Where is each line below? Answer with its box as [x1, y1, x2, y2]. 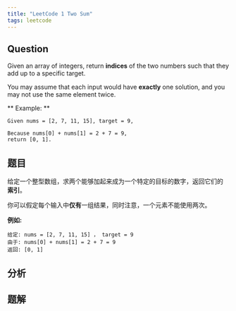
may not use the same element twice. [7, 90, 116, 99]
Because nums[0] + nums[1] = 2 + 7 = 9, [7, 130, 128, 138]
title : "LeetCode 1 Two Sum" [7, 10, 93, 18]
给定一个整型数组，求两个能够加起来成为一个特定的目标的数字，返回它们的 [7, 177, 223, 185]
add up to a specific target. [7, 69, 86, 78]
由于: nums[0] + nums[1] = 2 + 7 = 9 [7, 239, 116, 246]
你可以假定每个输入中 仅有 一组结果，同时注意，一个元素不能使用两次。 [7, 201, 211, 209]
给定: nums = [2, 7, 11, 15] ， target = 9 [7, 231, 134, 238]
